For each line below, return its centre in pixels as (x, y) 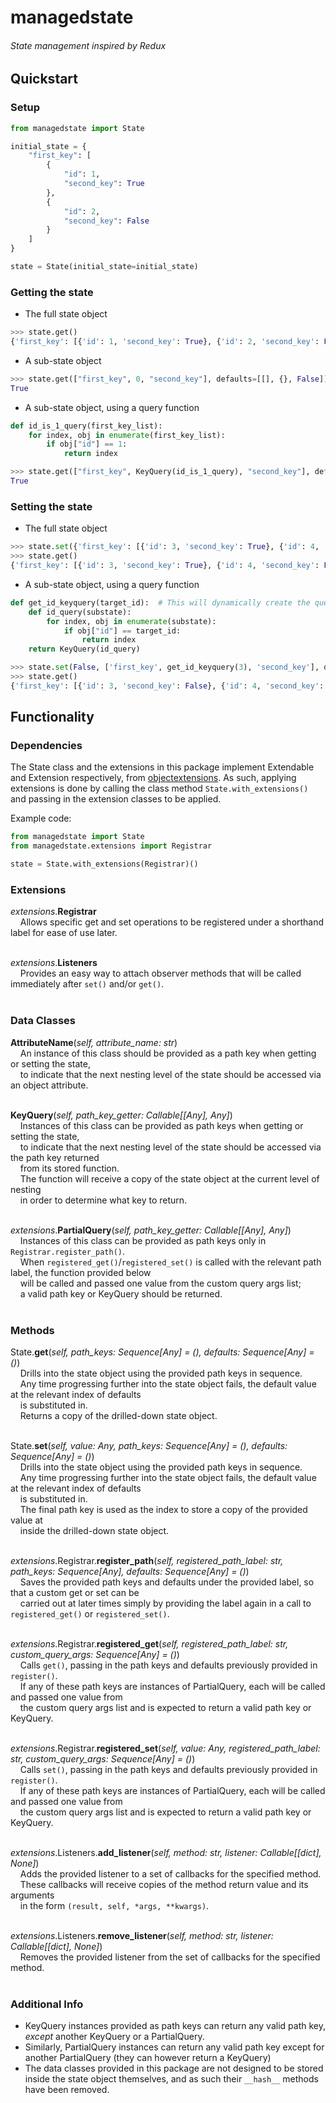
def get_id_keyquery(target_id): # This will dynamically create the (160, 602)
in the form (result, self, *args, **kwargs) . (114, 1905)
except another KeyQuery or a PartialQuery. (114, 2037)
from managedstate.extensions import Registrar (111, 846)
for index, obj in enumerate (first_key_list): (127, 435)
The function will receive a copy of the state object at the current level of (169, 1178)
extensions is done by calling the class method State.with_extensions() (159, 788)
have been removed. (67, 2090)
